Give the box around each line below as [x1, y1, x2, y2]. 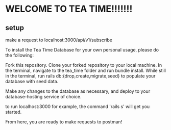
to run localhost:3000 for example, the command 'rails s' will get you [5, 103, 150, 110]
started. [5, 109, 22, 115]
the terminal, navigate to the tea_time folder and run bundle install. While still [5, 67, 166, 73]
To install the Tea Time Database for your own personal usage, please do [5, 47, 159, 53]
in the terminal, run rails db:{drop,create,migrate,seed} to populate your [5, 73, 156, 79]
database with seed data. [5, 79, 59, 84]
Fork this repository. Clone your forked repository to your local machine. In [5, 62, 162, 68]
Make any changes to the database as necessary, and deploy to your [5, 88, 151, 94]
